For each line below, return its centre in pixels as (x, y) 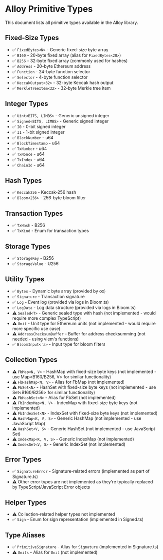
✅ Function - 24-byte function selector (51, 71)
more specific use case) (36, 329)
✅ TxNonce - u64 (28, 154)
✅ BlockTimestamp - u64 (36, 143)
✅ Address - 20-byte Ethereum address (51, 66)
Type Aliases (25, 535)
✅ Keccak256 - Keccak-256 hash (44, 192)
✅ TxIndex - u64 (28, 159)
